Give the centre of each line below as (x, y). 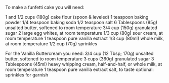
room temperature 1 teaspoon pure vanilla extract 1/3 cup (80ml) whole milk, (85, 38)
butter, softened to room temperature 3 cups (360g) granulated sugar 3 (80, 59)
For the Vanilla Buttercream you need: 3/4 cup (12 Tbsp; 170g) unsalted (79, 53)
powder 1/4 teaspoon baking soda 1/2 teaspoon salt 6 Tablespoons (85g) (81, 22)
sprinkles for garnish (27, 75)
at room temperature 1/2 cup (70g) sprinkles (51, 44)
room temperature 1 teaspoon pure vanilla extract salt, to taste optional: (80, 69)
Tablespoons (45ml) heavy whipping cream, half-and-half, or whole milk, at (84, 64)
